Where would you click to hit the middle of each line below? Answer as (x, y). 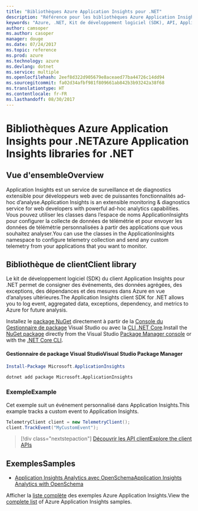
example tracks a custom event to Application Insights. (72, 411)
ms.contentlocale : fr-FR (37, 94)
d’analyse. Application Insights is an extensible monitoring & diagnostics (103, 202)
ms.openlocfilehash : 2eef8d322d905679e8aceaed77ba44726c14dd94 (85, 77)
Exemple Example (32, 392)
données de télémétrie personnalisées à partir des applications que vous (95, 227)
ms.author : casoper (30, 34)
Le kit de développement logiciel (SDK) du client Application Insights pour (95, 279)
